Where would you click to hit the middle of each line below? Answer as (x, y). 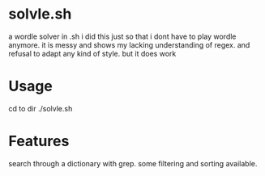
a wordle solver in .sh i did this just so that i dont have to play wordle (122, 36)
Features (39, 141)
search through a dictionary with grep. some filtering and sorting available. (133, 163)
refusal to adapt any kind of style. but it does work (92, 53)
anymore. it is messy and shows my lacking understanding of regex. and (129, 44)
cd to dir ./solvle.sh (41, 108)
